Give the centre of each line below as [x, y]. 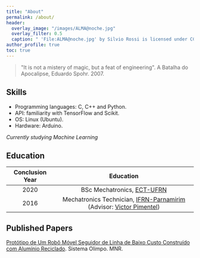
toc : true [18, 51]
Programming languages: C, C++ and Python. [71, 106]
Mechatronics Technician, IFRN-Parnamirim [124, 200]
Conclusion [30, 172]
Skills [16, 92]
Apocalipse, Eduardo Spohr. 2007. [62, 73]
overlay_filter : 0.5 [37, 34]
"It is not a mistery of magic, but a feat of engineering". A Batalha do [104, 67]
